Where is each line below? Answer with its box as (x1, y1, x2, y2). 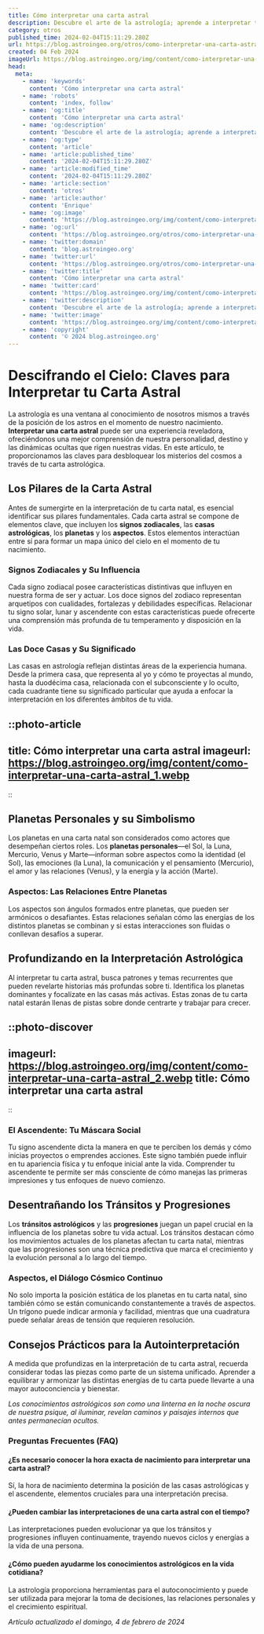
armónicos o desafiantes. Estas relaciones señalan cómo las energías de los (8, 912, 255, 921)
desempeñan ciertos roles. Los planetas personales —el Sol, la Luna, (8, 841, 233, 851)
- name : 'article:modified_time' (22, 165, 132, 173)
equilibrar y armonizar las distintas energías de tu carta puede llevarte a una (8, 1376, 255, 1385)
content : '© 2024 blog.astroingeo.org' (28, 333, 159, 341)
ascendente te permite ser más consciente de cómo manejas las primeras (8, 1167, 247, 1177)
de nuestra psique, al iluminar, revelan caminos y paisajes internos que (8, 1408, 240, 1417)
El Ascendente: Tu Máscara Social (8, 1124, 141, 1135)
